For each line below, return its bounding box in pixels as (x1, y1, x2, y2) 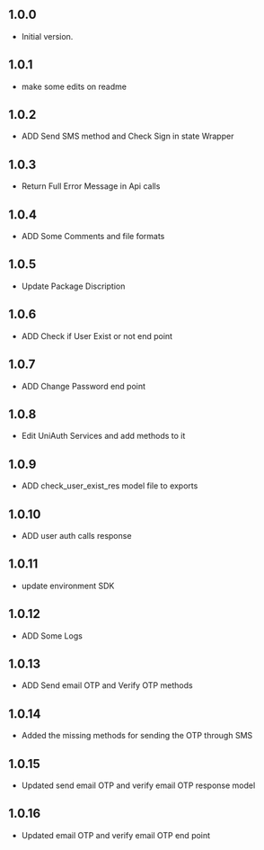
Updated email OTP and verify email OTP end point (21, 829, 211, 840)
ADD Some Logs (21, 630, 83, 641)
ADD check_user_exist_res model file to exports (21, 480, 198, 491)
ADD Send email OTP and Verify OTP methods (21, 680, 194, 691)
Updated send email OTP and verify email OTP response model (21, 780, 256, 791)
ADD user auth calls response (21, 530, 132, 541)
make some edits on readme (21, 81, 128, 92)
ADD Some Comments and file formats (21, 231, 165, 242)
